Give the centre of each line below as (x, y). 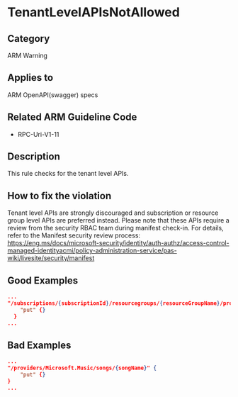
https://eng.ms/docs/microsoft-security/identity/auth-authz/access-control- (118, 243)
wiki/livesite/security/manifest (51, 258)
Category (29, 39)
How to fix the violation (59, 196)
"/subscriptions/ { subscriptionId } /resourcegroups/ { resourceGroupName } (114, 303)
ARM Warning (28, 55)
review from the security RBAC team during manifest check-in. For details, (116, 228)
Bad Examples (39, 345)
